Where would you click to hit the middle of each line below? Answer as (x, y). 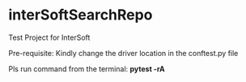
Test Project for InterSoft (49, 37)
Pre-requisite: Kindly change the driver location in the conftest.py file (123, 53)
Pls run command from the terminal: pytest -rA (87, 69)
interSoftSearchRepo (81, 15)
